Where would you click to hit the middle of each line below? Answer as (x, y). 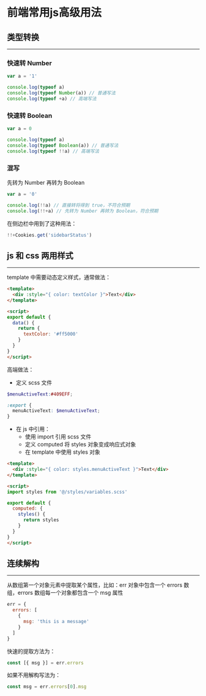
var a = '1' (22, 76)
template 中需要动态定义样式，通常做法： (59, 277)
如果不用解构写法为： (34, 675)
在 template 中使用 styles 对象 (62, 452)
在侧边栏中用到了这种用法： (42, 223)
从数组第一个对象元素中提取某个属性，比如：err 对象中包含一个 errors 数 (98, 585)
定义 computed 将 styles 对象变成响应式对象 (80, 445)
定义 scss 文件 (34, 382)
